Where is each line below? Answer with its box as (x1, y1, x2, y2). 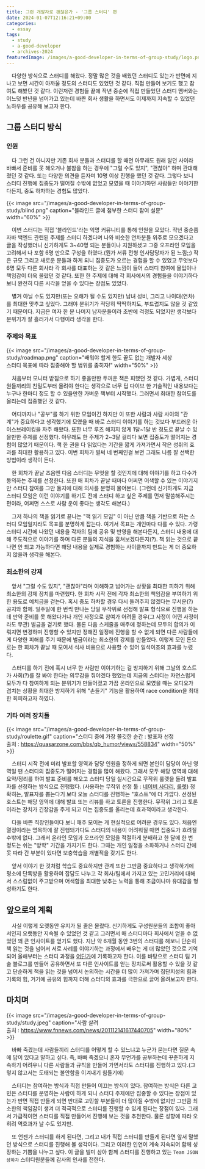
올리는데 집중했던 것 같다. (6, 397, 67, 405)
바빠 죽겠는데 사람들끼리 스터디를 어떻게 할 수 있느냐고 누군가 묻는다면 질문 (11, 1046, 189, 1053)
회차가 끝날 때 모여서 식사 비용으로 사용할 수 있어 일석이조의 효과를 (24, 643, 182, 651)
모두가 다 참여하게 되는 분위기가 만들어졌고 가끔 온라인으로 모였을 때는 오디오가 (6, 679, 194, 687)
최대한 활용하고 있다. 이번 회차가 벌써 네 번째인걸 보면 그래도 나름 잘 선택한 (17, 448, 195, 455)
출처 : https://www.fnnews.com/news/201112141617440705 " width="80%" (6, 1026, 192, 1033)
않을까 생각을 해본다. (12, 551, 62, 558)
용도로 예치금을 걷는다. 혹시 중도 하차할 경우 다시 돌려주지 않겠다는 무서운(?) (12, 598, 193, 605)
